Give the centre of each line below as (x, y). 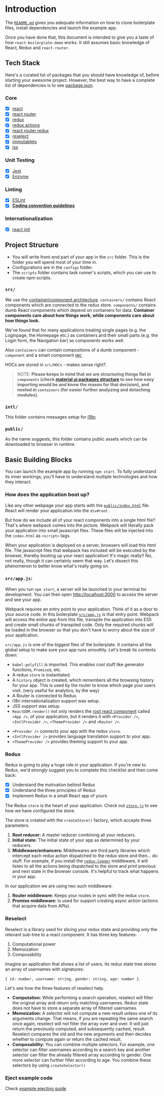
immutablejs (24, 142)
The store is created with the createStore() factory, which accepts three (78, 820)
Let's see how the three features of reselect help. (55, 988)
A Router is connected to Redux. (45, 696)
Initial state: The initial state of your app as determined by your (76, 840)
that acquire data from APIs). (41, 906)
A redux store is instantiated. (41, 675)
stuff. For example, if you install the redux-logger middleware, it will (80, 861)
